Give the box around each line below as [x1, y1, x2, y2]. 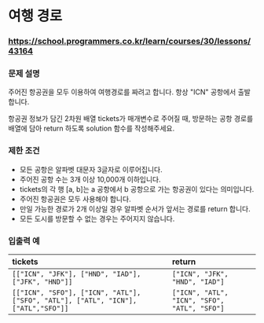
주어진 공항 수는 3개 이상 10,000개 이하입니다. [19, 174, 161, 184]
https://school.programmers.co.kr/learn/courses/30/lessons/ [8, 36, 251, 47]
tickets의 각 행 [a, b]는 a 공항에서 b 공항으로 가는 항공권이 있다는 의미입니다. [19, 184, 255, 193]
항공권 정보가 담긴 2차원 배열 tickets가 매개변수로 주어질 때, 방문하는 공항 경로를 [8, 114, 254, 123]
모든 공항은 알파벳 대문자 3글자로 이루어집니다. [19, 164, 163, 174]
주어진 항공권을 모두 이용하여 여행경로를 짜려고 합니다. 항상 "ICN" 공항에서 [8, 87, 236, 97]
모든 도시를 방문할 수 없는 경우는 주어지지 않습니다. [19, 214, 175, 223]
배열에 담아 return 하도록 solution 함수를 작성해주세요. [8, 123, 175, 134]
